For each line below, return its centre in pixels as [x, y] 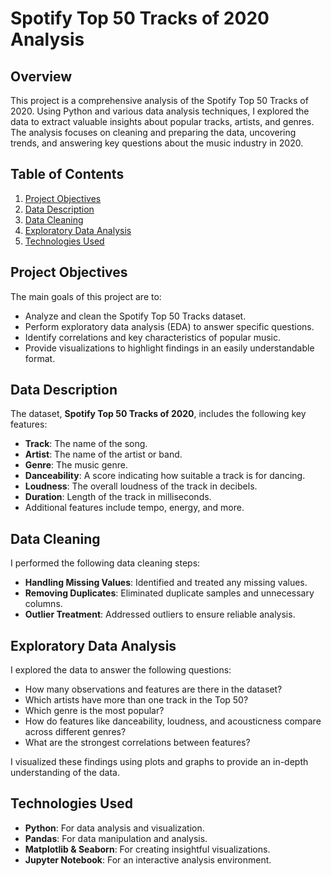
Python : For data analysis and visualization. [114, 828]
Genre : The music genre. [76, 465]
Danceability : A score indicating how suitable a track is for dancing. [165, 476]
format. [40, 358]
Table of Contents [67, 174]
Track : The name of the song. [86, 444]
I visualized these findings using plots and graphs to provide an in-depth [159, 762]
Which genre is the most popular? [94, 711]
